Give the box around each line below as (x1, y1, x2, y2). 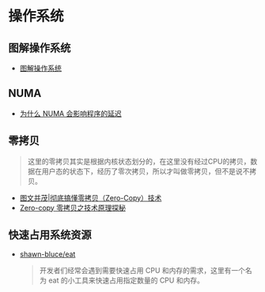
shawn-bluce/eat (19, 249, 76, 259)
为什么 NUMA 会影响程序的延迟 (19, 108, 122, 118)
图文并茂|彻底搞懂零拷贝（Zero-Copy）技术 (19, 193, 162, 202)
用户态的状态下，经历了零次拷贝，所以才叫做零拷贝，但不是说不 (41, 167, 250, 176)
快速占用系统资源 (8, 228, 92, 241)
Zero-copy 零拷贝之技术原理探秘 (19, 203, 127, 212)
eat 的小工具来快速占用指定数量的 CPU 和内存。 (48, 275, 204, 285)
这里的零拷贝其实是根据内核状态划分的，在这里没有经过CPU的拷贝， (27, 156, 251, 166)
